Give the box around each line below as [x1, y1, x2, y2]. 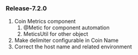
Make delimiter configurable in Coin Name [14, 37, 119, 44]
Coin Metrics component [14, 18, 76, 25]
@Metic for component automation [23, 24, 110, 31]
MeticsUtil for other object [23, 30, 88, 38]
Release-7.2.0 [5, 4, 47, 13]
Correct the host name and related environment [14, 43, 133, 50]
